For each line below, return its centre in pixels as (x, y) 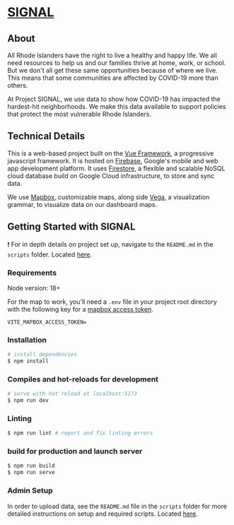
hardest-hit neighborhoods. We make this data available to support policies (117, 106)
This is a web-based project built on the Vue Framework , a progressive (111, 153)
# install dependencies (42, 355)
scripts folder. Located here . (49, 254)
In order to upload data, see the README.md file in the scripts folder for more (117, 506)
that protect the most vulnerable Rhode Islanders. (80, 114)
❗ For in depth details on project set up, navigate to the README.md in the (110, 244)
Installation (27, 340)
